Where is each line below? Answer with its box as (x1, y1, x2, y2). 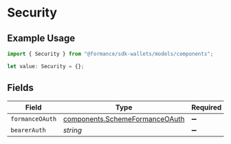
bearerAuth (10, 126, 46, 134)
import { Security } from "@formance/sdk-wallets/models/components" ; (7, 50, 214, 57)
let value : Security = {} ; (7, 63, 85, 70)
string (63, 125, 82, 135)
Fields (7, 82, 34, 94)
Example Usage (7, 32, 76, 44)
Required (191, 102, 222, 112)
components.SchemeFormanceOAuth (63, 114, 185, 123)
